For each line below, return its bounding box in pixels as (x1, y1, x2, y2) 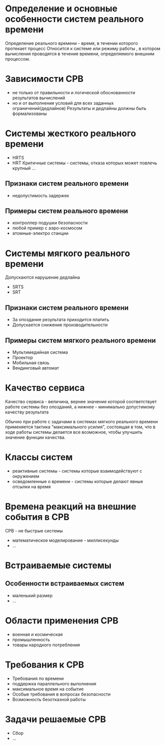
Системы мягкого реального (5, 248, 131, 259)
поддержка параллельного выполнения (12, 680, 97, 686)
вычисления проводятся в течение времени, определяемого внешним (5, 50, 155, 57)
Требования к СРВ (5, 659, 85, 670)
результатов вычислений (12, 95, 66, 101)
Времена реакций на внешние (5, 501, 136, 512)
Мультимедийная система (12, 349, 68, 355)
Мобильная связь (12, 360, 50, 366)
